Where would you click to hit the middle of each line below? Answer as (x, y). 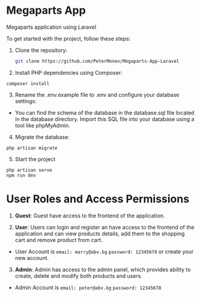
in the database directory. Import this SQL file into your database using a (105, 119)
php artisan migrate (32, 148)
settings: (26, 101)
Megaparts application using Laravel (51, 27)
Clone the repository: (41, 50)
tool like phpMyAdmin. (42, 125)
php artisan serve (29, 170)
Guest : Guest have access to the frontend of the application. (90, 216)
